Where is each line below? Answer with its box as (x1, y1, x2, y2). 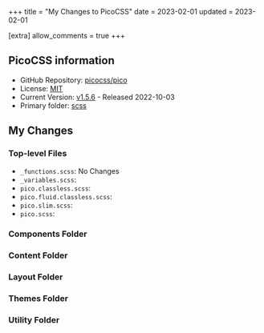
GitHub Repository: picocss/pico (19, 75, 128, 85)
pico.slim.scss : (19, 200, 74, 210)
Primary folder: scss (19, 100, 87, 110)
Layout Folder (8, 271, 63, 283)
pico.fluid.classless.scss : (19, 191, 112, 201)
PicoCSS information (8, 54, 115, 67)
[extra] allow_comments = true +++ (8, 31, 126, 40)
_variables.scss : (19, 175, 77, 184)
